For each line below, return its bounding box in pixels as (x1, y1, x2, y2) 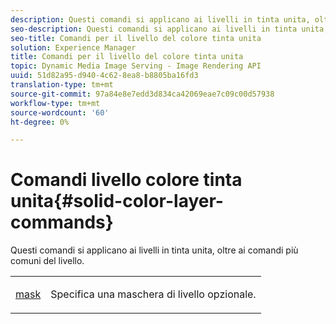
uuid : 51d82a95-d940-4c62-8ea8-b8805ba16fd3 (10, 71, 199, 81)
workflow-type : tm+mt (10, 98, 101, 108)
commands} (10, 211, 114, 234)
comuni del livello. (10, 255, 85, 267)
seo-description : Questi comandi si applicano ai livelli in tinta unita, (10, 24, 329, 34)
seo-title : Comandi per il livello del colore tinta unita (10, 33, 262, 43)
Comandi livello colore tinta (10, 169, 243, 191)
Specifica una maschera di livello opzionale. (50, 287, 257, 301)
